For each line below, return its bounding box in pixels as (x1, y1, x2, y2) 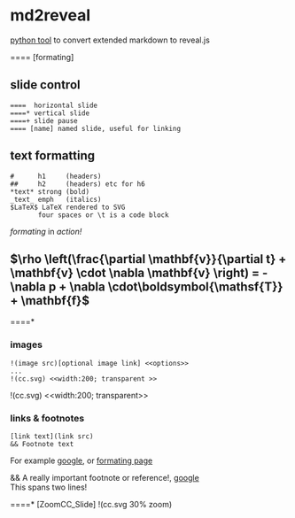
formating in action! (10, 226, 82, 236)
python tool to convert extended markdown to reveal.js (10, 35, 211, 45)
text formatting (10, 148, 96, 164)
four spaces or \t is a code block (37, 210, 169, 220)
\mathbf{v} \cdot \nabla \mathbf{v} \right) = (10, 265, 260, 280)
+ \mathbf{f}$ (10, 293, 89, 308)
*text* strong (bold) (10, 187, 90, 196)
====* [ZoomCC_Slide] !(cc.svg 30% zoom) (10, 499, 172, 509)
